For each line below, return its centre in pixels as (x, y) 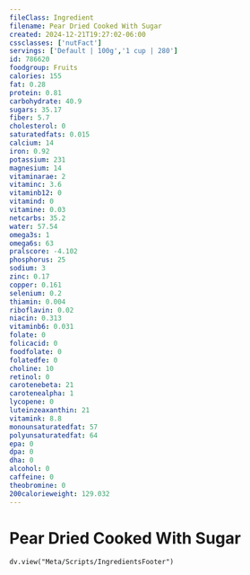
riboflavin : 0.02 (42, 310)
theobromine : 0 (38, 485)
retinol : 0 (30, 377)
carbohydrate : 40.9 (46, 101)
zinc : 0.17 (30, 277)
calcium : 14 (31, 143)
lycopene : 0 (31, 402)
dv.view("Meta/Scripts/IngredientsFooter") (92, 562)
